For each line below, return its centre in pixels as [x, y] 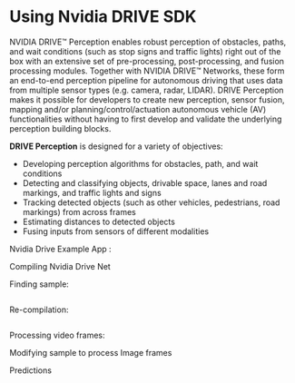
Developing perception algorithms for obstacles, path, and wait [140, 163]
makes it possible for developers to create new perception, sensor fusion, [147, 99]
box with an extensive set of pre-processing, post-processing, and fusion [147, 61]
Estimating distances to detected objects [98, 221]
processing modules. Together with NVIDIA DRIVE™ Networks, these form [147, 71]
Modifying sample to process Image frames [91, 352]
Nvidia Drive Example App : [60, 249]
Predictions [31, 370]
